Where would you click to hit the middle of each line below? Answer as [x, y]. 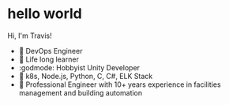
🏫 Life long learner [49, 59]
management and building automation [81, 92]
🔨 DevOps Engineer [51, 51]
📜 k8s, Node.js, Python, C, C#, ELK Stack [86, 76]
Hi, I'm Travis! [30, 36]
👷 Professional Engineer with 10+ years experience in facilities [120, 84]
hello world [45, 14]
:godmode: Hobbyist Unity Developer [79, 67]
